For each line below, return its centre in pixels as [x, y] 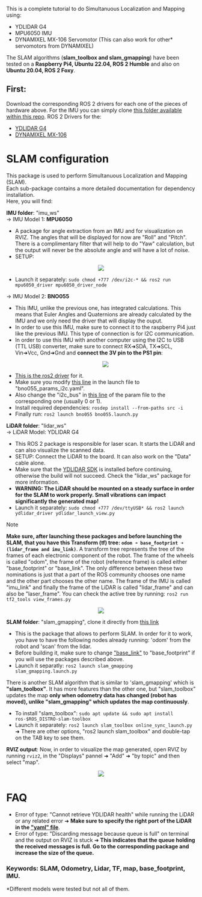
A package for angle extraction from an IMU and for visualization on [99, 230]
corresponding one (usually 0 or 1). [58, 401]
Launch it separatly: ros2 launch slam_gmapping [74, 665]
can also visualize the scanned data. [60, 450]
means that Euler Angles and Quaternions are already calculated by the [103, 314]
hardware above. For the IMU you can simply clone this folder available [94, 110]
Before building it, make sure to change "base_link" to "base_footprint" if [105, 653]
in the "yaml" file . [37, 827]
